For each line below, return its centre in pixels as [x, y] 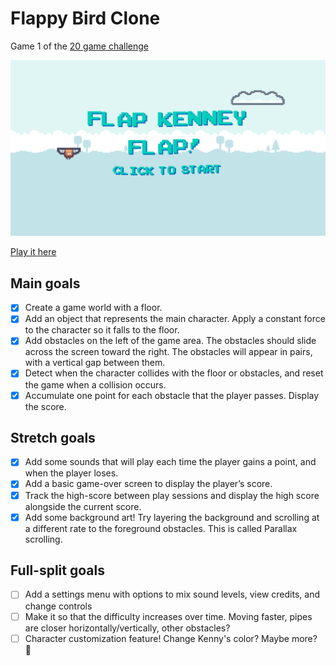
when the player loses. [71, 473]
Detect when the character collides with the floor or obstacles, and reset [174, 373]
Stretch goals [53, 437]
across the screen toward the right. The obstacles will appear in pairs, [168, 352]
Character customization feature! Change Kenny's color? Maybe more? [171, 638]
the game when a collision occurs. [95, 384]
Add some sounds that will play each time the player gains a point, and [170, 462]
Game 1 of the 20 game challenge [79, 46]
